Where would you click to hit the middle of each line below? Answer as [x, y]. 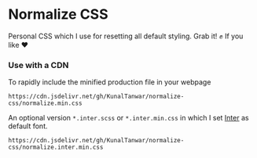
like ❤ [18, 45]
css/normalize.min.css [45, 103]
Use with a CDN [39, 65]
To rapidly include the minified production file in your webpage [110, 82]
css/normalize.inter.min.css [56, 147]
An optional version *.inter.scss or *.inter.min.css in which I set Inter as [128, 118]
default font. [28, 126]
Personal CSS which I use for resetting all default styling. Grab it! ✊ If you [126, 36]
